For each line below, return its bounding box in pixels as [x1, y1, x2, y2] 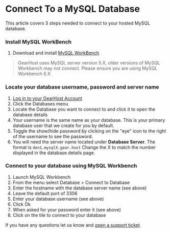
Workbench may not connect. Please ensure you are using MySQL [17, 65, 158, 72]
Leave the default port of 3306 [12, 190, 78, 196]
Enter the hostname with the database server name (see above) [12, 185, 147, 191]
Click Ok [12, 201, 31, 207]
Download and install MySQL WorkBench [12, 50, 100, 56]
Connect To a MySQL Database [5, 3, 140, 15]
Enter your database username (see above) [12, 196, 104, 202]
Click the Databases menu [12, 100, 68, 107]
